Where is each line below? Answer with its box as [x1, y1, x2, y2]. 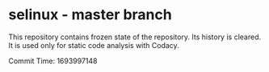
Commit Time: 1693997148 [8, 56, 98, 66]
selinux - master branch [8, 6, 172, 24]
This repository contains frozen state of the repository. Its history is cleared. [8, 32, 261, 42]
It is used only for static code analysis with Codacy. [8, 40, 179, 50]
